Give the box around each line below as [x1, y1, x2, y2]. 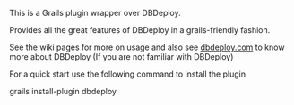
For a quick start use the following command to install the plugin [9, 69, 246, 79]
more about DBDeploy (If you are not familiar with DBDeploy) [9, 52, 234, 61]
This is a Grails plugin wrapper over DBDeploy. [9, 8, 181, 18]
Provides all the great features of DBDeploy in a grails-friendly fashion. [9, 25, 271, 35]
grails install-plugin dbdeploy [9, 86, 117, 96]
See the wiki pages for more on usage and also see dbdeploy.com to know [9, 42, 285, 52]
